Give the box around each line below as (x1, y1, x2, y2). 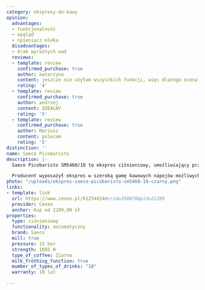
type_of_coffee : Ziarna (12, 252, 72, 258)
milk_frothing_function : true (12, 258, 88, 264)
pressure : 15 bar (12, 241, 56, 247)
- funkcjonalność (12, 26, 56, 32)
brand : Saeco (12, 230, 45, 236)
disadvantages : (12, 43, 51, 49)
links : (6, 184, 23, 191)
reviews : (12, 54, 34, 60)
